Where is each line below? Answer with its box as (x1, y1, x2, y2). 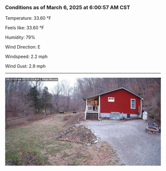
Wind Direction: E (5, 44, 41, 50)
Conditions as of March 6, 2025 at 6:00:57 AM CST (5, 4, 130, 11)
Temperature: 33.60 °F (5, 15, 52, 21)
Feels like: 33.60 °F (5, 25, 44, 31)
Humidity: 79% (5, 34, 36, 41)
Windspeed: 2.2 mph (5, 54, 48, 59)
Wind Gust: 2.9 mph (5, 63, 46, 69)
